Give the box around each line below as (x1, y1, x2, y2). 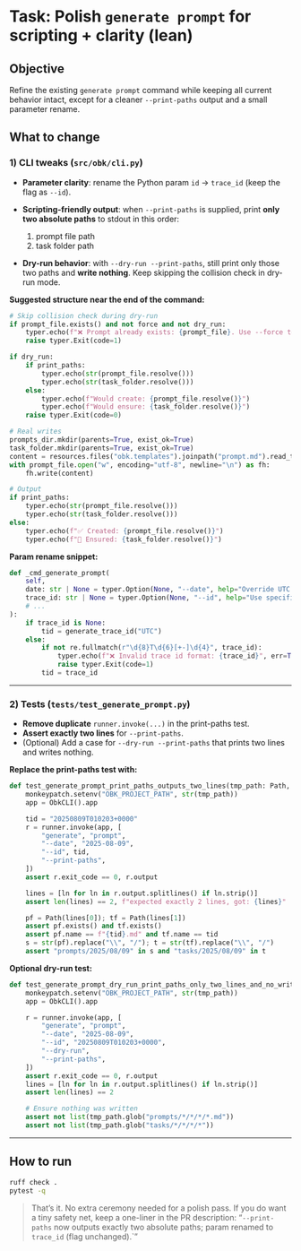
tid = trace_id (41, 669, 99, 677)
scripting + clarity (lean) (9, 25, 193, 46)
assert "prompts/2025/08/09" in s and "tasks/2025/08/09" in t (25, 947, 267, 956)
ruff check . (9, 1178, 58, 1186)
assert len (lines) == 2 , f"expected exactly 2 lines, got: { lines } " (25, 897, 287, 906)
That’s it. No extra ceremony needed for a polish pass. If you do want (30, 1203, 287, 1213)
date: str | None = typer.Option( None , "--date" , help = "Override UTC (25, 585, 291, 594)
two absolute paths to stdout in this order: (21, 213, 180, 224)
